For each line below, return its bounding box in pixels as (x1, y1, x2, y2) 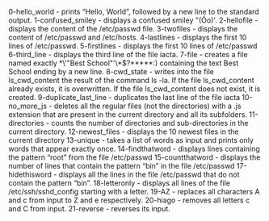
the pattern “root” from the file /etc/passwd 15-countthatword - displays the (8, 152, 261, 162)
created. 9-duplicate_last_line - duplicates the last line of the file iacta (8, 93, 241, 102)
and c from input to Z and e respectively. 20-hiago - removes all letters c (8, 195, 250, 205)
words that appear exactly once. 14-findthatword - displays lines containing (8, 144, 260, 153)
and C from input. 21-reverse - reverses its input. (8, 204, 171, 213)
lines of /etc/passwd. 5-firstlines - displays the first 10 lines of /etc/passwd (8, 41, 258, 51)
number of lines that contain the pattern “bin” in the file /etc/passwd (8, 161, 235, 170)
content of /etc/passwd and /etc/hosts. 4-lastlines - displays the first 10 (8, 32, 247, 42)
